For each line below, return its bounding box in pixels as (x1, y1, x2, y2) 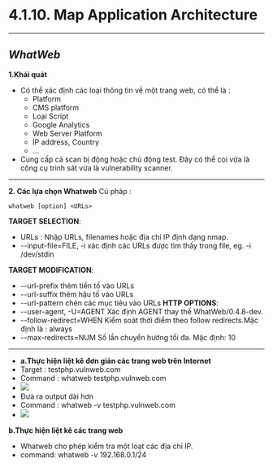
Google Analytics (32, 119, 90, 129)
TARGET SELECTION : (8, 216, 81, 226)
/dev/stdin (19, 249, 54, 259)
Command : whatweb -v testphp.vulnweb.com (19, 400, 176, 409)
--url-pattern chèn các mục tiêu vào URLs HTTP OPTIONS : (19, 298, 219, 308)
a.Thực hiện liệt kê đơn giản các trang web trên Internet (19, 356, 211, 365)
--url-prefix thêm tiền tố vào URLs (19, 280, 135, 290)
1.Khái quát (8, 69, 47, 79)
